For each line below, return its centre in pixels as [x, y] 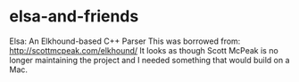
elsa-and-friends [74, 16]
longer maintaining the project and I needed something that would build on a [149, 60]
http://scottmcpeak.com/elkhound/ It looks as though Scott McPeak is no [144, 50]
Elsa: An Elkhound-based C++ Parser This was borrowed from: [125, 41]
